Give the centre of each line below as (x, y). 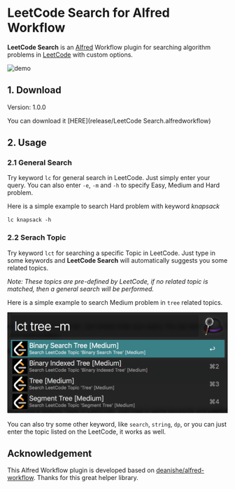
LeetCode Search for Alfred (88, 13)
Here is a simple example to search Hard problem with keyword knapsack (114, 206)
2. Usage (27, 143)
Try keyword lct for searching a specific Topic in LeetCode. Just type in (111, 253)
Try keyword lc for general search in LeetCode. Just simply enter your (109, 178)
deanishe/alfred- (180, 470)
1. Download (34, 90)
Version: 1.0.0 (27, 107)
